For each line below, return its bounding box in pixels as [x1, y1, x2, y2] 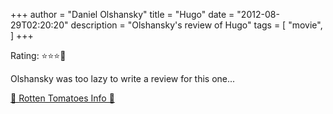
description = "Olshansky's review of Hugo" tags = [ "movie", [70, 19, 323, 31]
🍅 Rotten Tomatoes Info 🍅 [10, 92, 115, 104]
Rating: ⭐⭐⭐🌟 [10, 50, 67, 61]
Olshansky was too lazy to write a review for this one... [10, 73, 236, 84]
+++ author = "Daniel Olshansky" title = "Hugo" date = [10, 9, 235, 20]
